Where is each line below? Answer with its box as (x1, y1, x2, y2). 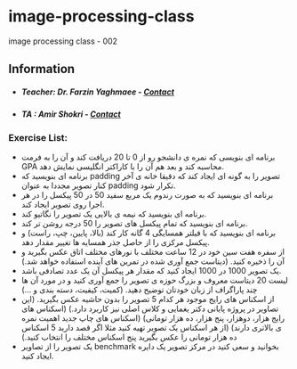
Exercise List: (8, 131, 68, 143)
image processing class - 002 (8, 36, 117, 46)
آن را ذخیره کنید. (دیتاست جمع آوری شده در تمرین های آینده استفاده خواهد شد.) (20, 256, 285, 266)
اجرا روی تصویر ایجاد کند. (20, 199, 105, 210)
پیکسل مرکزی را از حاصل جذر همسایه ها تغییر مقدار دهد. (20, 237, 210, 248)
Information (8, 61, 76, 77)
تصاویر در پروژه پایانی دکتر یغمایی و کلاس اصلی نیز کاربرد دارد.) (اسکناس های (20, 303, 279, 314)
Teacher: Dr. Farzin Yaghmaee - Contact (20, 86, 175, 97)
